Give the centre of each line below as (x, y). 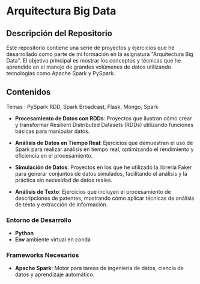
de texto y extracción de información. (61, 204)
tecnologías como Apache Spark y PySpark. (61, 73)
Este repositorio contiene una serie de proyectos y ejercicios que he (90, 48)
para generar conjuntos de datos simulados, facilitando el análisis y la (101, 173)
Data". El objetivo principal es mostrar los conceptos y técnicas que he (94, 60)
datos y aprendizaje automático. (55, 274)
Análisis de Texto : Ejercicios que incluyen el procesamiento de (93, 191)
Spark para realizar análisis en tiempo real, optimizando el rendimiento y (104, 149)
